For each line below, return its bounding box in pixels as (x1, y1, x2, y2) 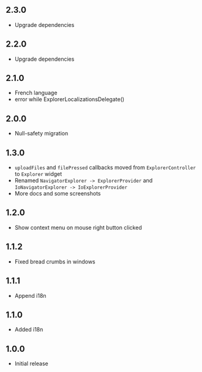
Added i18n (14, 326, 43, 333)
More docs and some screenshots (14, 190, 101, 197)
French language (14, 89, 58, 97)
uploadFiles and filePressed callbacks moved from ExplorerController (14, 164, 196, 171)
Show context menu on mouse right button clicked (14, 224, 142, 231)
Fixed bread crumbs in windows (14, 257, 95, 265)
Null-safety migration (14, 130, 69, 137)
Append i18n (14, 292, 47, 299)
